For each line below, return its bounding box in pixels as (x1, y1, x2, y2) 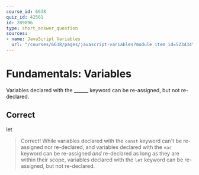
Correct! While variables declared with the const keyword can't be (20, 137, 182, 144)
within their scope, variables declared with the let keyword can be (20, 156, 184, 163)
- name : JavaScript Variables (6, 36, 81, 42)
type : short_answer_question (6, 25, 78, 31)
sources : (6, 31, 28, 37)
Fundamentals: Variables (6, 67, 132, 80)
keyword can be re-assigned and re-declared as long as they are (20, 150, 179, 157)
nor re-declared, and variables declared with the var (44, 143, 172, 151)
